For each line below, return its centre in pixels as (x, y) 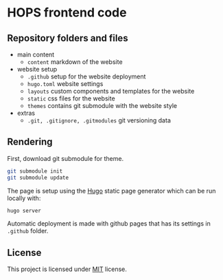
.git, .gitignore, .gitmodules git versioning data (99, 120)
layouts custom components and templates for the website (111, 91)
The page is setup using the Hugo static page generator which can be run (111, 191)
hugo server (24, 211)
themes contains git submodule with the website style (102, 106)
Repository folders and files (68, 38)
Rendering (30, 142)
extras (26, 113)
